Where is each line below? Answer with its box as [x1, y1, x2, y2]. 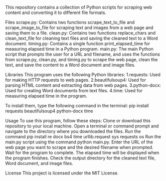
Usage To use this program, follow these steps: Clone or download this [5, 118, 151, 123]
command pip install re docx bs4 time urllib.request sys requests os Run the [5, 134, 161, 139]
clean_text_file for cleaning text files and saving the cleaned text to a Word [5, 35, 158, 41]
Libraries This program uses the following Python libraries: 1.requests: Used [5, 72, 161, 77]
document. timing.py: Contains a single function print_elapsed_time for [5, 41, 151, 47]
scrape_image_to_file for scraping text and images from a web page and [5, 25, 154, 31]
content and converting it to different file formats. [5, 10, 107, 16]
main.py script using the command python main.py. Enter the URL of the [5, 139, 154, 145]
